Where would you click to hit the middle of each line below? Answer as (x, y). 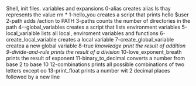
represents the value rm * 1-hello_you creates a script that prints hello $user (97, 15)
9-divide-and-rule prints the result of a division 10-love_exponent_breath (94, 52)
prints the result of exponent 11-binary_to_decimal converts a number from (96, 58)
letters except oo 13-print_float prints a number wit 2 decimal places (88, 70)
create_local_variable (31, 39)
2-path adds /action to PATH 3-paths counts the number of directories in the (98, 21)
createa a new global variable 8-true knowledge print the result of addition (96, 46)
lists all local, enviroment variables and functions (100, 33)
